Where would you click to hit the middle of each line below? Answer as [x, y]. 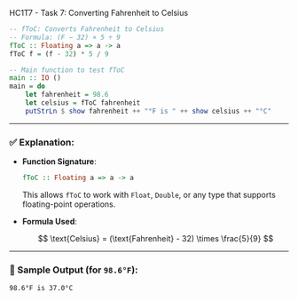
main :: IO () [35, 78]
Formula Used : [50, 221]
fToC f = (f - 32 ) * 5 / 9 [59, 54]
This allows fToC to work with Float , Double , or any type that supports [149, 194]
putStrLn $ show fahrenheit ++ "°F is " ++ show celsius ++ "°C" [149, 111]
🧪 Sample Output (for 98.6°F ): [74, 270]
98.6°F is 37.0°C [41, 288]
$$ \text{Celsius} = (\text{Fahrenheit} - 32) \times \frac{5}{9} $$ [156, 238]
